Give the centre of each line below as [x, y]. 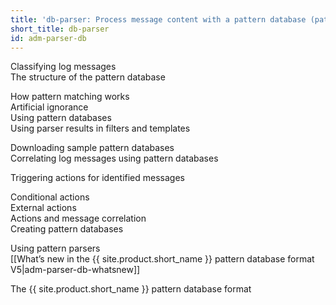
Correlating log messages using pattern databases [114, 158]
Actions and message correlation [78, 218]
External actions [43, 208]
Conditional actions [50, 197]
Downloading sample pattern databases [92, 148]
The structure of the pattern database [88, 77]
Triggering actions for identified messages [97, 178]
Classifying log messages [63, 67]
